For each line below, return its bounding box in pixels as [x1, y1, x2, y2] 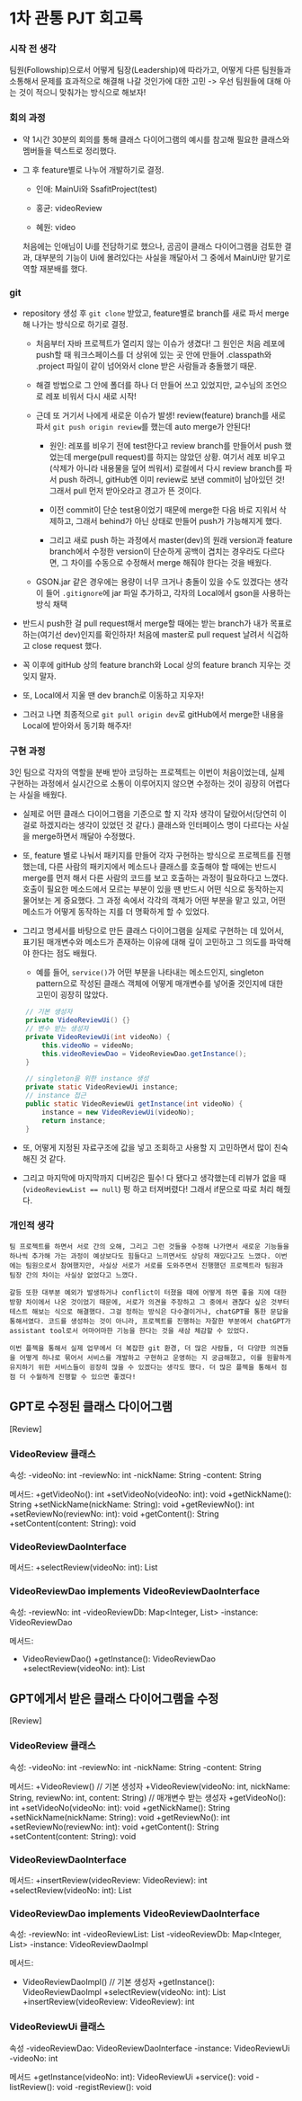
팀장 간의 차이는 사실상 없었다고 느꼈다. [9, 1270, 138, 1279]
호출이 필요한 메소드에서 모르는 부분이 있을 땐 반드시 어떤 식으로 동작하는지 [22, 884, 285, 895]
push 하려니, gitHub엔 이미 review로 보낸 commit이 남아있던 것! [58, 474, 285, 485]
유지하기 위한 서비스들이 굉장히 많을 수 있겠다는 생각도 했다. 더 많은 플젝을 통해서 [9, 1363, 277, 1372]
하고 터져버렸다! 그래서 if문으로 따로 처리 [132, 1183, 274, 1194]
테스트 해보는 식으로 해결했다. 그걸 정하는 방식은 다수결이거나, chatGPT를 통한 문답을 [9, 1307, 289, 1316]
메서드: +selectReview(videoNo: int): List [9, 1562, 158, 1573]
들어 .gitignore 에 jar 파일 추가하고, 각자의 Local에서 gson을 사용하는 [45, 588, 292, 599]
